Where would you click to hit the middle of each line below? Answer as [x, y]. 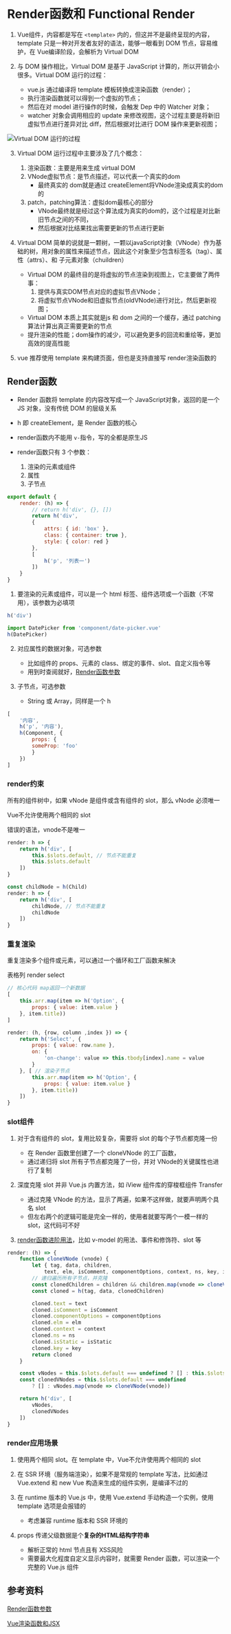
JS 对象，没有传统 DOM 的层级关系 [67, 408]
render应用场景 [33, 1443]
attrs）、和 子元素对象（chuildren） [78, 259]
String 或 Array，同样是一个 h [69, 701]
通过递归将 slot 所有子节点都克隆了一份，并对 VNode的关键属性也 [120, 1161]
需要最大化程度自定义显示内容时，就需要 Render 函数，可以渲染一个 [123, 1558]
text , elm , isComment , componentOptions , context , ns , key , [132, 1272]
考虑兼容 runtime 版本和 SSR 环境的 [78, 1520]
